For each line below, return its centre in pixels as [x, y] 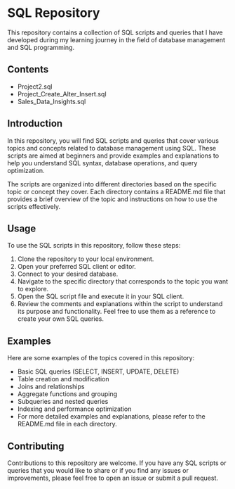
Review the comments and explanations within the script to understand [120, 304]
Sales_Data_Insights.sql [52, 101]
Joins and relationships [51, 387]
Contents [28, 69]
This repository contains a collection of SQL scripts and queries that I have [115, 32]
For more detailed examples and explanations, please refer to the [111, 417]
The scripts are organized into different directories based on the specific [112, 184]
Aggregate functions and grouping [67, 394]
